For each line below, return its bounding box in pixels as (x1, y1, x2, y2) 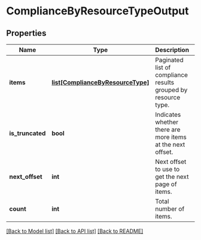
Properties (6, 28, 47, 38)
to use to (155, 165, 180, 173)
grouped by (155, 86, 188, 94)
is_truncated (9, 129, 46, 137)
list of (155, 63, 171, 71)
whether (155, 118, 179, 126)
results (155, 78, 175, 86)
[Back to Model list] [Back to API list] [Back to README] (6, 227, 144, 235)
